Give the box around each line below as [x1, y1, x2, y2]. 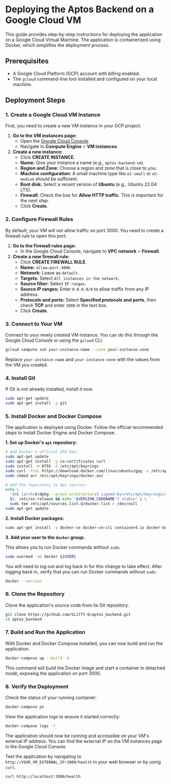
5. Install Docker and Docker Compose [5, 413, 102, 420]
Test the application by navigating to [5, 753, 81, 760]
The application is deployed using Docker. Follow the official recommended [5, 424, 163, 430]
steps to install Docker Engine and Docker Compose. [5, 429, 116, 436]
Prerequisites [5, 57, 49, 66]
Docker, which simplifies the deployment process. [5, 42, 110, 48]
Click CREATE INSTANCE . [20, 154, 75, 160]
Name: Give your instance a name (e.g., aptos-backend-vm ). [20, 159, 145, 166]
